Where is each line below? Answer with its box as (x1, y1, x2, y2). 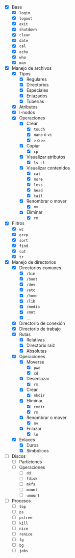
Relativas (26, 336, 45, 343)
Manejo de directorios (11, 259, 56, 265)
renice (19, 531, 33, 537)
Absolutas (26, 348, 47, 354)
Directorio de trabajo (19, 326, 61, 332)
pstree (19, 515, 33, 520)
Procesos (11, 498, 31, 503)
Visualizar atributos (26, 154, 66, 160)
